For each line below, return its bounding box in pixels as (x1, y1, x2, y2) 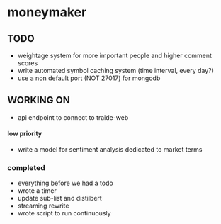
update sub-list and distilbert (17, 194, 103, 203)
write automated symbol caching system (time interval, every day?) (17, 67, 215, 74)
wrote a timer (17, 186, 57, 195)
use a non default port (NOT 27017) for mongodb (17, 74, 161, 82)
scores (17, 59, 38, 67)
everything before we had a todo (17, 179, 113, 188)
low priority (7, 129, 42, 138)
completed (7, 162, 45, 172)
